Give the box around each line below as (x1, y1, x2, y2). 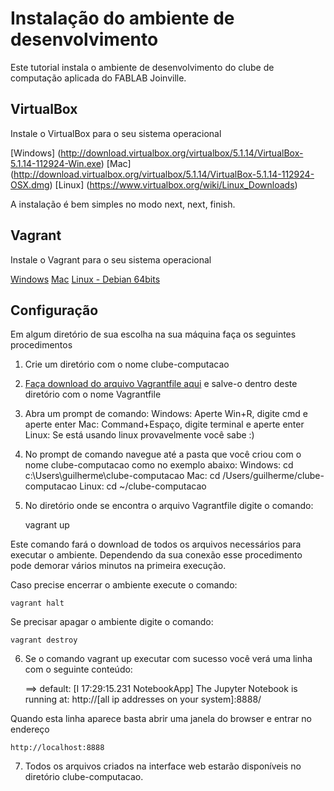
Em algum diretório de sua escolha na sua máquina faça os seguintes (10, 328, 297, 341)
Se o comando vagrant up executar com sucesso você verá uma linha (24, 653, 313, 665)
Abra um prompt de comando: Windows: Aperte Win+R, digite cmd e (24, 408, 308, 420)
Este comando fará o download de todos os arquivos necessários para (10, 538, 302, 551)
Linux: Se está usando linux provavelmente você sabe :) (24, 429, 255, 441)
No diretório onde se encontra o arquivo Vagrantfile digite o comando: (24, 500, 314, 512)
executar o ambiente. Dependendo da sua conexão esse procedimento (10, 549, 303, 561)
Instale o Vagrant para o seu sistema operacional (10, 253, 212, 266)
